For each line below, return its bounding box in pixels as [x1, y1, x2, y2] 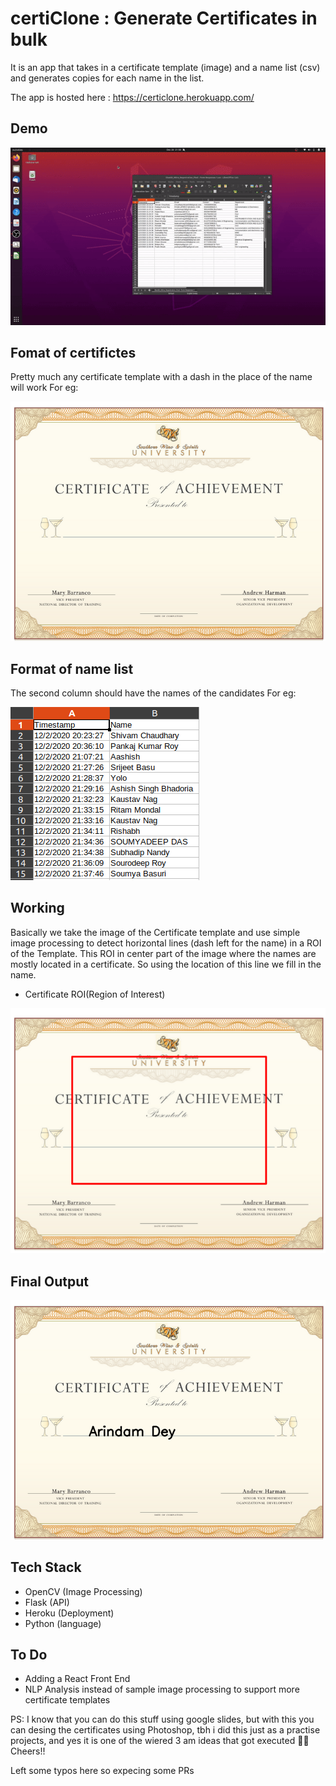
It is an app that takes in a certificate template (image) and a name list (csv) [10, 61, 321, 73]
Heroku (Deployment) [24, 1607, 115, 1619]
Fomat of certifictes [10, 345, 137, 362]
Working [10, 900, 65, 917]
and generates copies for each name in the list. [10, 72, 205, 84]
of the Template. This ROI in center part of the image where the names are [10, 947, 317, 959]
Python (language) [24, 1617, 102, 1629]
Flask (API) [24, 1596, 70, 1608]
